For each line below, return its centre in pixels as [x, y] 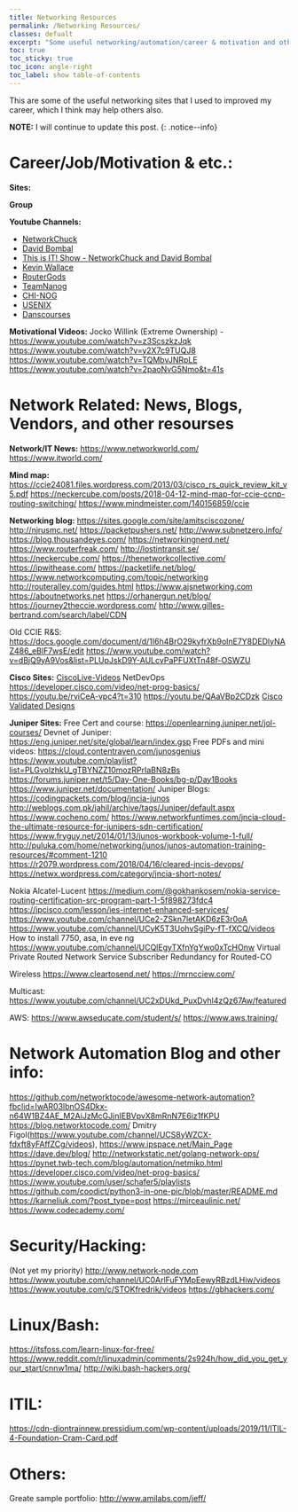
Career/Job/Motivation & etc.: [121, 163]
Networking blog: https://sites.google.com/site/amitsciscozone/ [127, 521]
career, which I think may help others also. [86, 110]
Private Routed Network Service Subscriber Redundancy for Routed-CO [141, 956]
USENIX [36, 305]
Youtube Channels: [45, 222]
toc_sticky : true [41, 59]
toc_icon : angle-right [51, 67]
